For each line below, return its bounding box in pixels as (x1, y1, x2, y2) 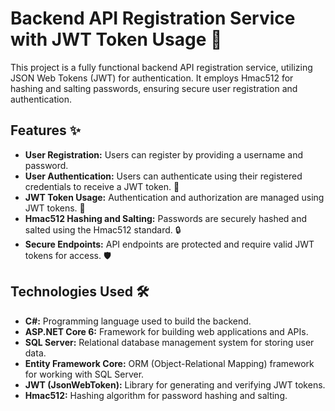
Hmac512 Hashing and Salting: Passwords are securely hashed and (24, 212, 308, 224)
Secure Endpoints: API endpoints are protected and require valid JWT (24, 238, 315, 250)
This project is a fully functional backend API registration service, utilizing (10, 61, 313, 73)
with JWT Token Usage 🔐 (10, 28, 223, 51)
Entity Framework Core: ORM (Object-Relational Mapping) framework (24, 357, 315, 369)
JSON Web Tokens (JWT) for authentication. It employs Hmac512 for (10, 72, 294, 84)
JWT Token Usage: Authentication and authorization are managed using (24, 191, 325, 203)
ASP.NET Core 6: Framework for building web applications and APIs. (24, 325, 309, 337)
